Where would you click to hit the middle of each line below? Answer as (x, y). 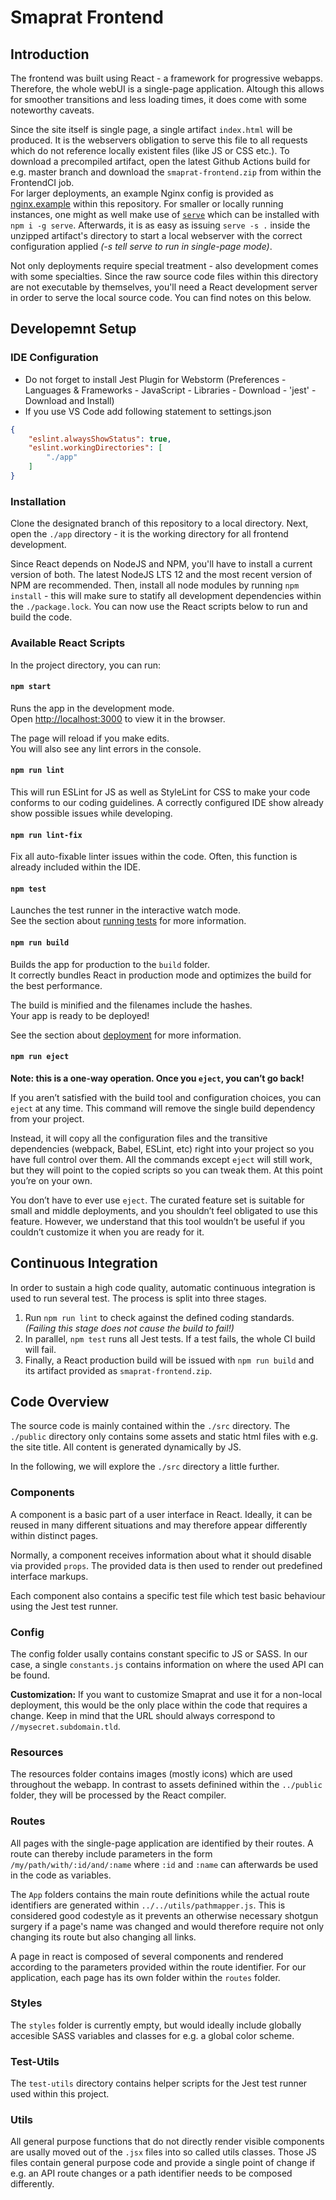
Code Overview (60, 1401)
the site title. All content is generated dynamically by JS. (126, 1447)
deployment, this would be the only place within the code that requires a (159, 1705)
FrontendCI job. (42, 182)
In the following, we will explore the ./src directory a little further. (145, 1467)
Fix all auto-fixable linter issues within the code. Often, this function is (154, 857)
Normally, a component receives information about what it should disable (161, 1555)
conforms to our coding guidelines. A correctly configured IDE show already (167, 802)
